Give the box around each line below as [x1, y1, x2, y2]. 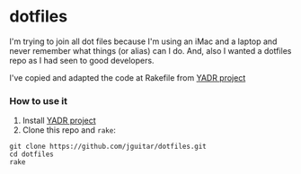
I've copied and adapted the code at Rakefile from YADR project [9, 72, 246, 83]
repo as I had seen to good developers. [9, 55, 155, 65]
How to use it [9, 94, 67, 107]
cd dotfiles [9, 150, 54, 159]
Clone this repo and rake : [22, 125, 117, 135]
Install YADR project [22, 115, 96, 126]
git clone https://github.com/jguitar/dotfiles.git [9, 142, 207, 152]
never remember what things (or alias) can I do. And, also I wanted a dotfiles [9, 45, 292, 56]
